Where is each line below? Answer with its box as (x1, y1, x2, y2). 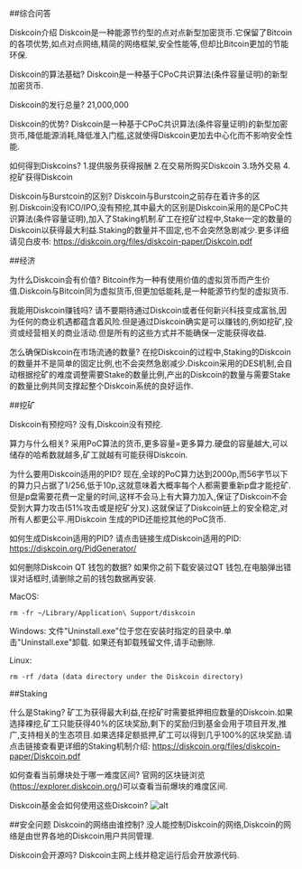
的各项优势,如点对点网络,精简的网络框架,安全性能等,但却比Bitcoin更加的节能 (9, 39, 289, 49)
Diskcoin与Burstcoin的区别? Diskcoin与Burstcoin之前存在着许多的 (9, 191, 252, 201)
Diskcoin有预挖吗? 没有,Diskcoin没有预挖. (9, 419, 163, 429)
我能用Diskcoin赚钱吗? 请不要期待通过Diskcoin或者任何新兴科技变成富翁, (9, 305, 279, 315)
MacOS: (9, 591, 40, 602)
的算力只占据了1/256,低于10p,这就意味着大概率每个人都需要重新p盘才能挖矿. (9, 480, 291, 491)
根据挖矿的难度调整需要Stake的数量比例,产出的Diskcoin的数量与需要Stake (16, 369, 291, 379)
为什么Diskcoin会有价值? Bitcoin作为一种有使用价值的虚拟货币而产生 (9, 275, 263, 285)
